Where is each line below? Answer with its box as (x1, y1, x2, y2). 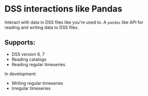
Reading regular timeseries (11, 61, 66, 67)
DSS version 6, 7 (11, 51, 45, 57)
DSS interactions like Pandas (4, 3, 122, 14)
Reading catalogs (11, 56, 46, 62)
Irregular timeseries (11, 85, 51, 91)
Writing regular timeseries (11, 80, 63, 86)
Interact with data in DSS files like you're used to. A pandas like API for (4, 19, 144, 25)
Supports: (4, 39, 36, 47)
